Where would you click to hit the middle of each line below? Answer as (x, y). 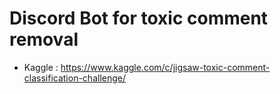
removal (44, 39)
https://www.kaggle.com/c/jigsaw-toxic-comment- (165, 67)
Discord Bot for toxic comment (139, 18)
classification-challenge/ (75, 78)
